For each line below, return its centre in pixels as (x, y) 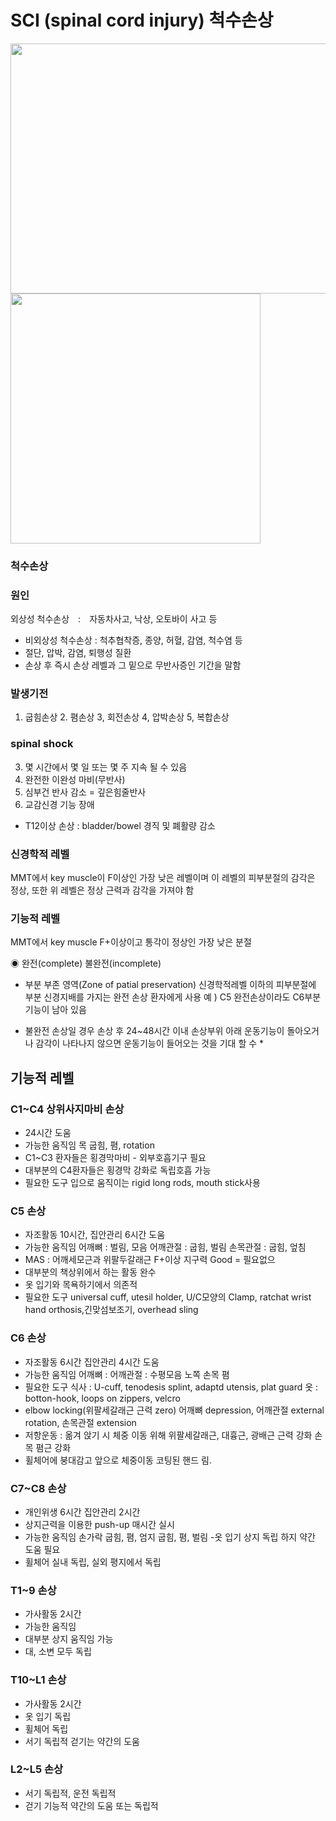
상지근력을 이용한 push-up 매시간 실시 (99, 1524)
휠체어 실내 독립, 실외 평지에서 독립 (93, 1562)
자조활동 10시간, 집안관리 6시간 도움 (95, 1235)
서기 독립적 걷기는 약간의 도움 (82, 1741)
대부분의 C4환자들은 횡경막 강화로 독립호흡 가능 (118, 1170)
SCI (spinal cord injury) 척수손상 (142, 20)
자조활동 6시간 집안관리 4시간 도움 (92, 1362)
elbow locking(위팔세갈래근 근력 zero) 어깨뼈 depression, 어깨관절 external (174, 1410)
